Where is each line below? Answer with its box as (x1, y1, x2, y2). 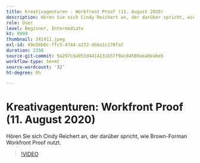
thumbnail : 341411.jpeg (6, 36, 65, 42)
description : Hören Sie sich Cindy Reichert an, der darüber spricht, (6, 14, 185, 20)
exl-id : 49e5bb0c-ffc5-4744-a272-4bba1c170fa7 (6, 42, 124, 48)
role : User (6, 20, 33, 26)
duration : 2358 (6, 48, 44, 54)
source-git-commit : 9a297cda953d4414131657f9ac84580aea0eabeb (6, 53, 164, 59)
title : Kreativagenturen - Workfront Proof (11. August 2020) (6, 8, 164, 15)
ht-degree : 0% (6, 70, 42, 76)
